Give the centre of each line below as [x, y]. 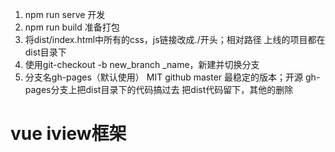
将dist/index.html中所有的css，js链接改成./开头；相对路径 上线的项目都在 [175, 39]
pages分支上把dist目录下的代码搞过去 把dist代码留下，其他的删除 [159, 89]
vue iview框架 [68, 134]
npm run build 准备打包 [72, 27]
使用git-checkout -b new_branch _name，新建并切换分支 [142, 64]
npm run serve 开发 [65, 14]
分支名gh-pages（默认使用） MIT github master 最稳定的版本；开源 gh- [172, 77]
